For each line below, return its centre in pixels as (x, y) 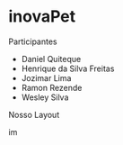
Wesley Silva (45, 97)
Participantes (33, 41)
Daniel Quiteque (51, 59)
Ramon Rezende (52, 87)
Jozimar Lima (46, 77)
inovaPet (42, 17)
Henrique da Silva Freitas (68, 68)
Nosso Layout (34, 114)
